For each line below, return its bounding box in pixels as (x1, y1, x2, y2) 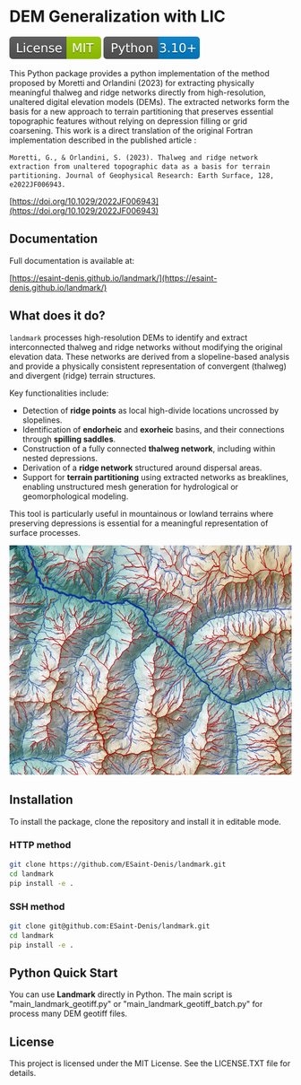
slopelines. (21, 415, 63, 425)
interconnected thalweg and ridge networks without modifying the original (9, 341, 283, 352)
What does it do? (9, 308, 106, 324)
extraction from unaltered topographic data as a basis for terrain (9, 162, 271, 171)
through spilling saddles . (21, 433, 116, 444)
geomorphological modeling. (21, 491, 129, 502)
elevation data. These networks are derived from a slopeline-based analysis (9, 351, 289, 362)
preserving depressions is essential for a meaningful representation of (9, 518, 269, 529)
